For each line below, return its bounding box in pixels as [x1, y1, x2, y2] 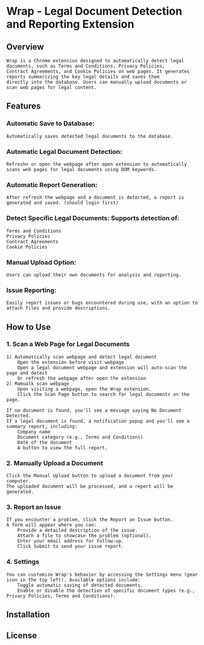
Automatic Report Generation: [6, 180, 98, 189]
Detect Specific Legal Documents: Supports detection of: [6, 214, 180, 222]
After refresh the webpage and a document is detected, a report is [6, 194, 184, 201]
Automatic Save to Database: [6, 119, 95, 128]
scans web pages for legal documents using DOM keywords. [6, 166, 157, 172]
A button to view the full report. [17, 445, 108, 451]
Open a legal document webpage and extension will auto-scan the [17, 365, 188, 371]
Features [6, 101, 41, 111]
